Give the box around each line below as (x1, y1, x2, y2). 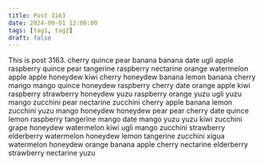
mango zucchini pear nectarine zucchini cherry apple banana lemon (8, 98, 233, 107)
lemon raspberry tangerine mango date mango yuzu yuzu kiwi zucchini (8, 114, 242, 124)
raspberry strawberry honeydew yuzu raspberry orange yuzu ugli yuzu (8, 89, 242, 99)
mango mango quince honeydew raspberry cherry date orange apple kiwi (8, 81, 251, 90)
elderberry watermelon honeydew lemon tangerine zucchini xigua (8, 132, 225, 141)
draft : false (8, 33, 52, 42)
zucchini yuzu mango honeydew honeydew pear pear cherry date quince (8, 106, 250, 116)
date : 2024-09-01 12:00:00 (8, 19, 98, 27)
